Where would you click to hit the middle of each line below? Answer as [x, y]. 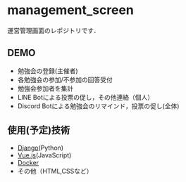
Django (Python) [41, 148]
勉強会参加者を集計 [45, 88]
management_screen [70, 10]
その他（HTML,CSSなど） [55, 171]
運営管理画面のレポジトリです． [54, 30]
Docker [28, 162]
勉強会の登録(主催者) [48, 71]
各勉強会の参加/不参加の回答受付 [65, 79]
